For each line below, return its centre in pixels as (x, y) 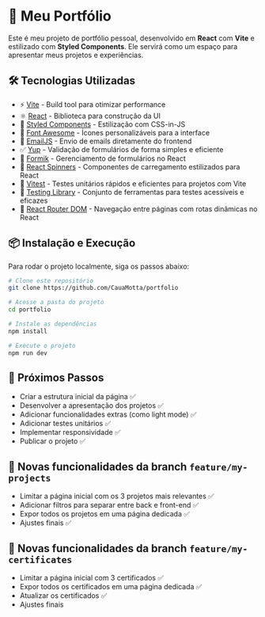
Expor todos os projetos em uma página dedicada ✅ (104, 514)
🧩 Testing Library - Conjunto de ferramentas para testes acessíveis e (132, 192)
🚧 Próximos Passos (56, 377)
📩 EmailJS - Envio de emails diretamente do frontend (106, 141)
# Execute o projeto (42, 345)
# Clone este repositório (51, 280)
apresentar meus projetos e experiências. (76, 55)
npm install (28, 331)
